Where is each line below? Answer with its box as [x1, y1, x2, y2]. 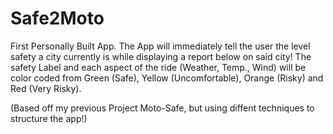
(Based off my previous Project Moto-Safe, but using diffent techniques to [10, 102, 315, 114]
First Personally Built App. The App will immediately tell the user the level [10, 40, 311, 52]
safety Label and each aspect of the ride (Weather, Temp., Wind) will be [10, 61, 307, 73]
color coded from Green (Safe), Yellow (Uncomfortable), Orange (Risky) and [10, 72, 324, 84]
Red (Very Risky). [10, 82, 82, 94]
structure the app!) [10, 112, 88, 124]
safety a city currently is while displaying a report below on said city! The [10, 50, 312, 62]
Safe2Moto [10, 7, 105, 30]
